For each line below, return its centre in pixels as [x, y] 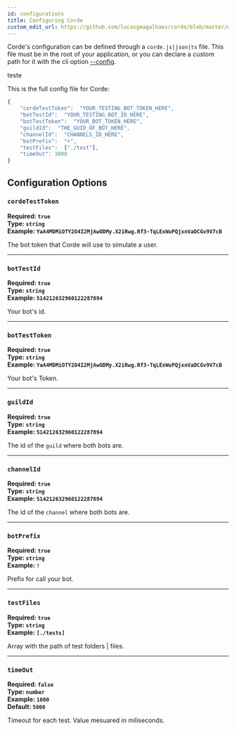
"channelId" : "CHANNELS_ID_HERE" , [72, 134]
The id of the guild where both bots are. [66, 445]
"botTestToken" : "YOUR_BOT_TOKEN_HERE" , [81, 122]
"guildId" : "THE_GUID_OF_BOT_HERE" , [75, 128]
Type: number [26, 691]
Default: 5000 [26, 706]
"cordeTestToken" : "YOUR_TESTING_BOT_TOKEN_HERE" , [97, 109]
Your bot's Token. [33, 378]
